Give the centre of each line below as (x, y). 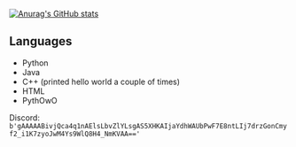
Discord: (24, 117)
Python (35, 63)
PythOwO (39, 100)
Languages (41, 41)
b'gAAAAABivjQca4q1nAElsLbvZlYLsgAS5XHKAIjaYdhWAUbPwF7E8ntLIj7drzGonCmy (148, 126)
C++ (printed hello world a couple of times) (101, 81)
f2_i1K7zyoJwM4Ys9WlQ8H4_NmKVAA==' (75, 134)
